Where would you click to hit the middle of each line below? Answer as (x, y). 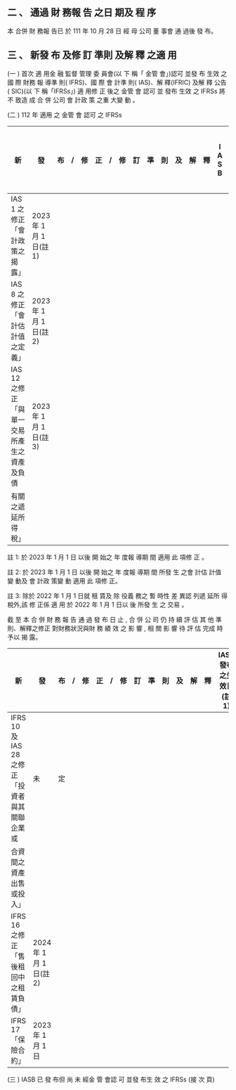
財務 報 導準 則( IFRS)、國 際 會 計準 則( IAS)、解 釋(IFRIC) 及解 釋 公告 (125, 82)
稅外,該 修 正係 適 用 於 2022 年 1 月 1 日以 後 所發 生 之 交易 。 (98, 604)
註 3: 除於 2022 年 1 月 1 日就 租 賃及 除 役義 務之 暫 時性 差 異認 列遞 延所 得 (118, 595)
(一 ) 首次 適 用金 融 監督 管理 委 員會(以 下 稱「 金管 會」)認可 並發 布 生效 (113, 73)
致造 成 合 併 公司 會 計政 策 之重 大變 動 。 (77, 100)
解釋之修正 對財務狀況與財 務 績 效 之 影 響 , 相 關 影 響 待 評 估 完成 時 (121, 628)
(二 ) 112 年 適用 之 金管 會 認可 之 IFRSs (65, 115)
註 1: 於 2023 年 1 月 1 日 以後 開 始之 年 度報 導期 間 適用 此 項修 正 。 (108, 557)
